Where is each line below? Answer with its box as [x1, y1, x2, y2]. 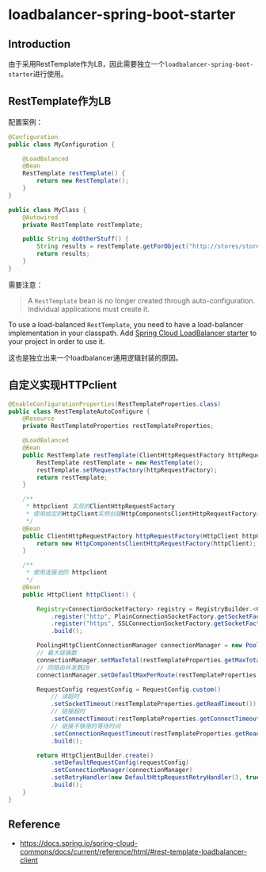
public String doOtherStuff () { [22, 235, 129, 243]
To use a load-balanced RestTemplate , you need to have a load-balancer [8, 319, 244, 329]
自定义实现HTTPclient [8, 379, 117, 392]
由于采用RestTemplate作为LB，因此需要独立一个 [8, 60, 165, 68]
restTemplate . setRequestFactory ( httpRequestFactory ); [36, 466, 218, 474]
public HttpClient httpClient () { [22, 590, 136, 599]
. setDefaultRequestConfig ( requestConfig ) [50, 758, 190, 767]
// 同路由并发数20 [36, 663, 90, 672]
